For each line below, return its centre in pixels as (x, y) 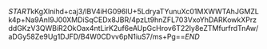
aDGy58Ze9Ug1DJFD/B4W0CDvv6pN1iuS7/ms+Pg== (97, 36)
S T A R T (20, 11)
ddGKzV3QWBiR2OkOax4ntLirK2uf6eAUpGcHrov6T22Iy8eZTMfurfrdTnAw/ (133, 28)
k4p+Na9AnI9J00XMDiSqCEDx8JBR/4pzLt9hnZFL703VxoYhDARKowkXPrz (133, 20)
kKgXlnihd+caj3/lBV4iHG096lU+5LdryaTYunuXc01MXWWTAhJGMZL (145, 11)
